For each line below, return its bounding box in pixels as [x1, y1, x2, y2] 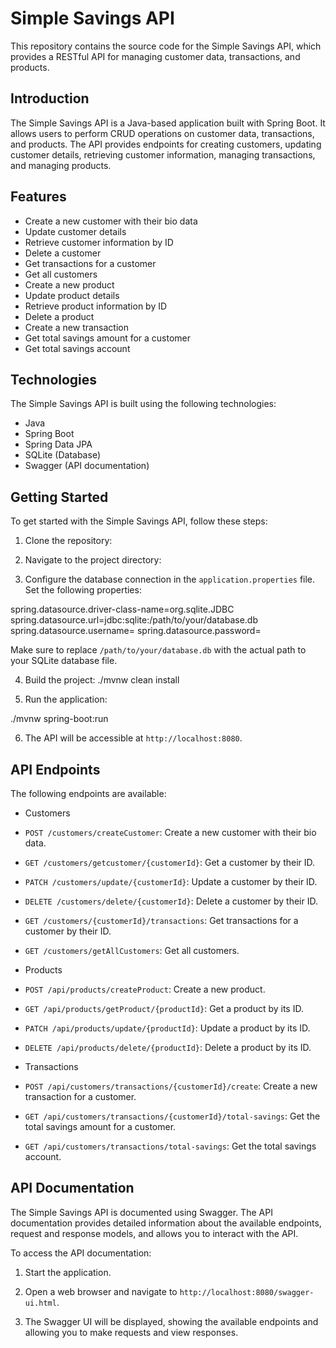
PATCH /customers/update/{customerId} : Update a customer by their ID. [24, 876, 318, 887]
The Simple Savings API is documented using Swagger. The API [10, 1206, 273, 1218]
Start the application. [24, 1266, 112, 1278]
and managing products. [10, 159, 112, 171]
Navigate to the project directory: [24, 554, 162, 566]
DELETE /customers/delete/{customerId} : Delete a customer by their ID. [24, 895, 318, 907]
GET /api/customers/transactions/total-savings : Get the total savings [24, 1140, 317, 1152]
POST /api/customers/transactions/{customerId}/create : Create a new [24, 1080, 318, 1092]
